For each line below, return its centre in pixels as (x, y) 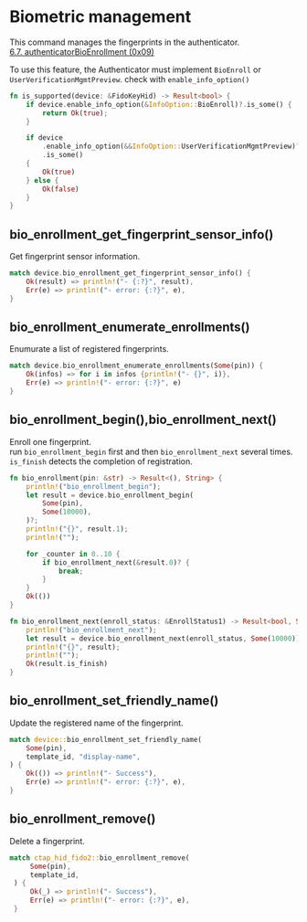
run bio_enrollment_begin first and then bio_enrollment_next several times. (151, 451)
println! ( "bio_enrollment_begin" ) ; (94, 486)
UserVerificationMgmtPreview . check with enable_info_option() (130, 79)
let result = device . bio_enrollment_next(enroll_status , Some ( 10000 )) (163, 638)
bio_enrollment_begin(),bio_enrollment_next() (143, 420)
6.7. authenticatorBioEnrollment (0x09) (82, 51)
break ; (71, 571)
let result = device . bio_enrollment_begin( (110, 495)
